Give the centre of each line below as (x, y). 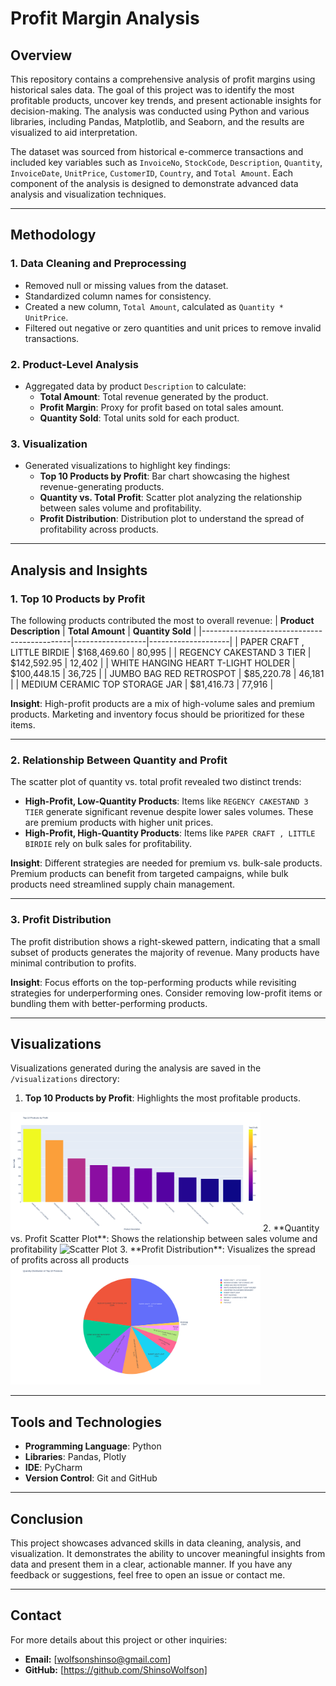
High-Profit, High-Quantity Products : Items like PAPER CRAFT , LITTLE (170, 833)
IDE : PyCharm (53, 1468)
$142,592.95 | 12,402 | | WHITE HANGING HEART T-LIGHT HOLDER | (153, 663)
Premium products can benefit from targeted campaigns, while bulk (149, 874)
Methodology (53, 235)
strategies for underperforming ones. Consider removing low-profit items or (166, 993)
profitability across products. (99, 529)
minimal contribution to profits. (73, 963)
